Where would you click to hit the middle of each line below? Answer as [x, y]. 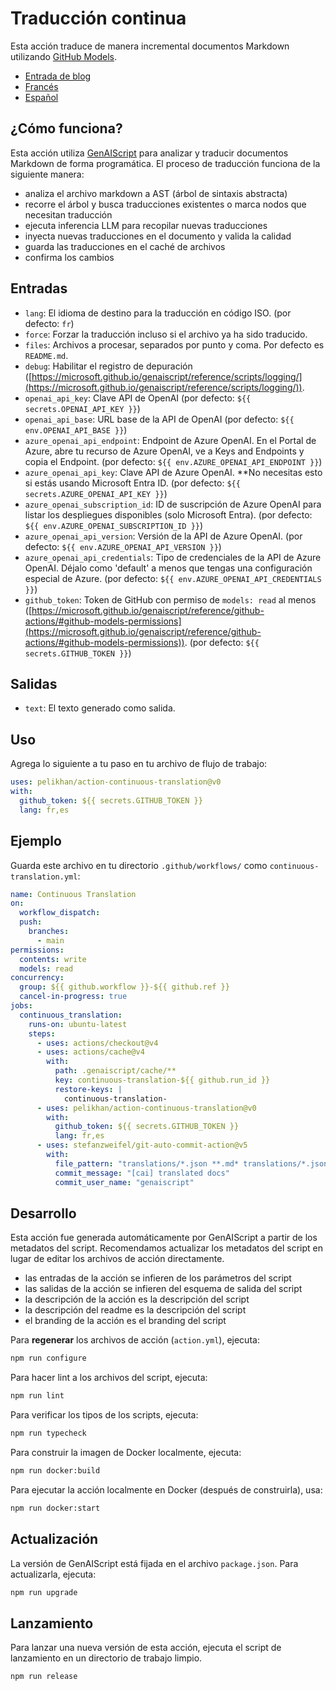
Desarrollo [43, 1213]
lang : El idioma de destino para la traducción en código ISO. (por [158, 313]
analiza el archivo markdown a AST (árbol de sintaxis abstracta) [156, 193]
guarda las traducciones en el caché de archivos [125, 246]
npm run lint [37, 1396]
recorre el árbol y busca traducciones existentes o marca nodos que [165, 204]
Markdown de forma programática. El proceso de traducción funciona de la [165, 163]
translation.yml [44, 877]
